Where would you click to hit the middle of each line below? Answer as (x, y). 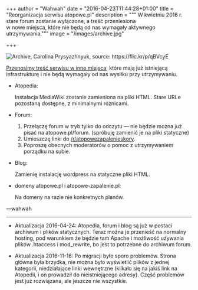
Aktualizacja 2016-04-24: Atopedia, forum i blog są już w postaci (93, 226)
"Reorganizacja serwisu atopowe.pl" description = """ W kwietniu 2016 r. (94, 15)
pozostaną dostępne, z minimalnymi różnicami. (72, 103)
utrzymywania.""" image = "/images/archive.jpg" (65, 34)
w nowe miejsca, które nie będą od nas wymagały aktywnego (81, 27)
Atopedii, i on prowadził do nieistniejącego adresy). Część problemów (99, 275)
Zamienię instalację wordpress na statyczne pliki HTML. (82, 174)
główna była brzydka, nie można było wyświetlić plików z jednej (92, 262)
